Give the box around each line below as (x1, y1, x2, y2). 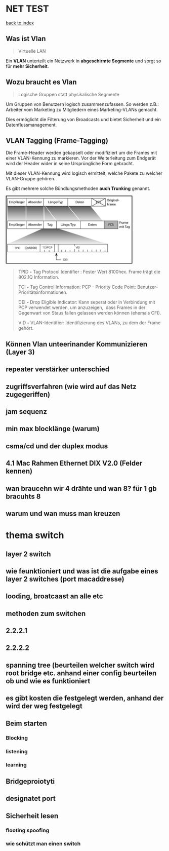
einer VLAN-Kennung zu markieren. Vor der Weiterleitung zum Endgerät (6, 155, 156, 161)
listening (6, 748, 28, 755)
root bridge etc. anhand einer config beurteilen (6, 669, 157, 677)
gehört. (18, 325, 34, 331)
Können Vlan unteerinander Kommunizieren (6, 340, 148, 349)
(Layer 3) (6, 347, 35, 356)
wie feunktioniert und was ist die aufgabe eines (6, 567, 158, 575)
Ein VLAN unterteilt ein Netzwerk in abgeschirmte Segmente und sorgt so (6, 58, 161, 64)
